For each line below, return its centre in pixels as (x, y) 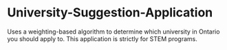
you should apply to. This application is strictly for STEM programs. (102, 38)
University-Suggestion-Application (110, 13)
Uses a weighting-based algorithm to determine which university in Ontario (113, 32)
